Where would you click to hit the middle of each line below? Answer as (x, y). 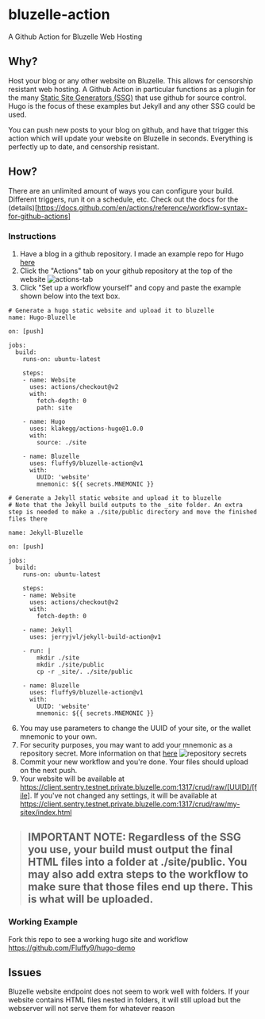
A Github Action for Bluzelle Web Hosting (75, 37)
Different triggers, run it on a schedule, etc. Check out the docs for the (123, 199)
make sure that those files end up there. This (140, 887)
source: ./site (62, 442)
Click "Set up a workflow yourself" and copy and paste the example (131, 287)
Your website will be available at (72, 779)
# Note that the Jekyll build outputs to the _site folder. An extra (126, 505)
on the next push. (48, 770)
